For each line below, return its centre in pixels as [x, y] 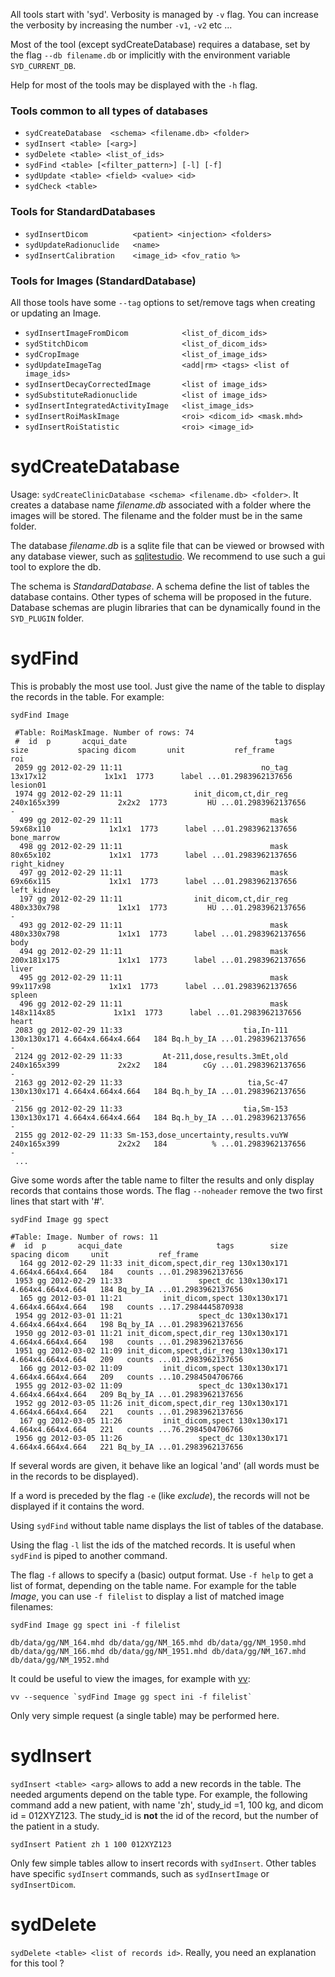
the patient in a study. [55, 1826]
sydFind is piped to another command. [89, 1555]
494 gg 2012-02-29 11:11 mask [153, 951]
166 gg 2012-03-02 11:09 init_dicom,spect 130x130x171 [153, 1368]
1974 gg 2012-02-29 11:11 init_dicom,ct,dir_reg [151, 794]
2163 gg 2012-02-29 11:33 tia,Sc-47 [151, 1082]
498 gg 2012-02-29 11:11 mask [153, 846]
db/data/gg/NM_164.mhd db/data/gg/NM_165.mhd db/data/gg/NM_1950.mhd [158, 1642]
